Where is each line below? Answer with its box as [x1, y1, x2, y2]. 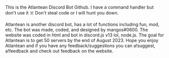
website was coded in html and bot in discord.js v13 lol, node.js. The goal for [5, 32, 164, 38]
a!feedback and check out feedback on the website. [5, 48, 114, 54]
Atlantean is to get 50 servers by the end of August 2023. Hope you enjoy [5, 37, 159, 43]
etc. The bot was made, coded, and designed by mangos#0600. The [5, 27, 148, 32]
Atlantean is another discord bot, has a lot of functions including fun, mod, [5, 21, 160, 27]
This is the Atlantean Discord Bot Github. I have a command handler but [5, 4, 154, 10]
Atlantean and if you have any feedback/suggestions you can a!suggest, [5, 42, 155, 48]
